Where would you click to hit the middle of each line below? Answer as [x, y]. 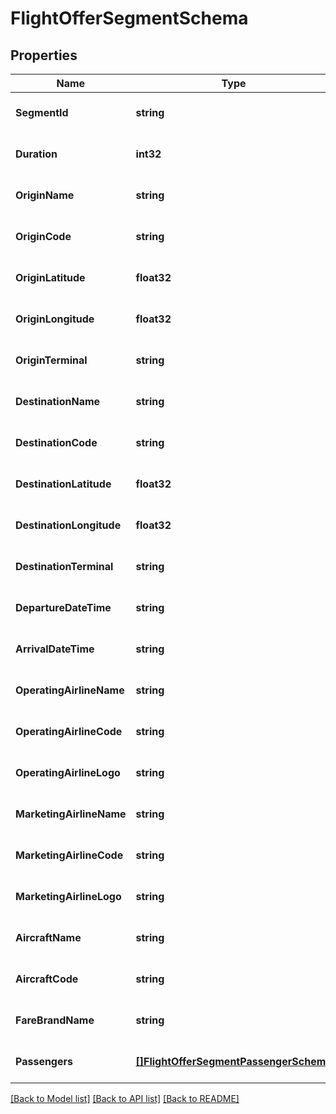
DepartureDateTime [63, 607]
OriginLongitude [55, 319]
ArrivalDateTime [55, 649]
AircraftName [48, 937]
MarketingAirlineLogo [68, 896]
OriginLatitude [50, 277]
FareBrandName [55, 1020]
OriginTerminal [51, 360]
